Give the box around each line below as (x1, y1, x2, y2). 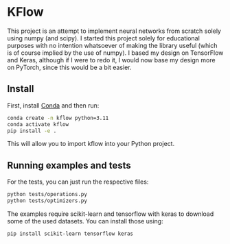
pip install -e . (7, 127, 57, 134)
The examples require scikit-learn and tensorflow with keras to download (7, 210, 214, 218)
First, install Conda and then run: (7, 101, 100, 110)
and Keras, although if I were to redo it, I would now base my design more (7, 56, 216, 64)
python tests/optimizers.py (7, 197, 88, 204)
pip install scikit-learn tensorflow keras (7, 230, 134, 237)
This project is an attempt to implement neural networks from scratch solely (7, 27, 222, 35)
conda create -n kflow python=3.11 (7, 114, 109, 121)
